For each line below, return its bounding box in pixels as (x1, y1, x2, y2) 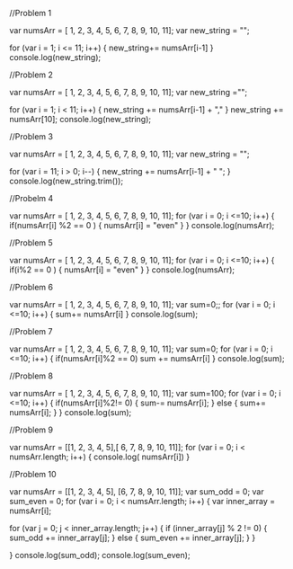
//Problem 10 (9, 469, 57, 479)
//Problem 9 (9, 424, 54, 435)
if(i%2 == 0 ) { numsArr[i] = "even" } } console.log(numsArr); (9, 264, 235, 275)
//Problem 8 (9, 370, 54, 381)
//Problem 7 (9, 326, 53, 336)
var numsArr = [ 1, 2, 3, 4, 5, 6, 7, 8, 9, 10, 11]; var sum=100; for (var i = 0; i (9, 388, 281, 398)
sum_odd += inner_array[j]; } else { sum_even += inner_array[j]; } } (9, 532, 256, 543)
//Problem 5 (9, 237, 54, 248)
